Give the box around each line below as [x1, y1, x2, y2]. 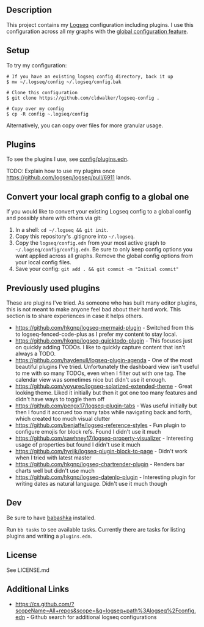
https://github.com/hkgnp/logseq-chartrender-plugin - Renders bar [15, 461, 185, 468]
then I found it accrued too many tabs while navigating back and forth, [15, 409, 192, 416]
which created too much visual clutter [15, 415, 111, 423]
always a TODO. [15, 350, 56, 357]
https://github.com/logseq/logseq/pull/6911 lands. [6, 174, 131, 181]
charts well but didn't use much [15, 467, 95, 475]
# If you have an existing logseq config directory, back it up [6, 73, 173, 80]
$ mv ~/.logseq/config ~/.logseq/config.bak [6, 79, 122, 85]
